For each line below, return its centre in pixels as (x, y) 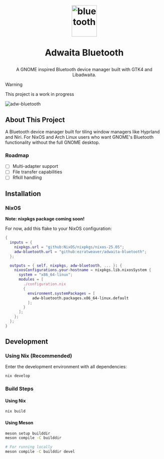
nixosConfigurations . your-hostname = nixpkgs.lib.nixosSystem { (83, 270)
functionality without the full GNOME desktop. (53, 142)
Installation (23, 194)
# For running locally (29, 447)
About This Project (35, 120)
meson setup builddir (28, 433)
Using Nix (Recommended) (39, 356)
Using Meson (19, 422)
